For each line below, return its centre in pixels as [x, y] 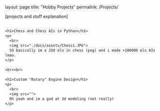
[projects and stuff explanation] [36, 16]
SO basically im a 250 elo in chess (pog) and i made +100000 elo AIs [82, 50]
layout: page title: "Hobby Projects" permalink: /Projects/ [62, 7]
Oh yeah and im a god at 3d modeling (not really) [62, 99]
